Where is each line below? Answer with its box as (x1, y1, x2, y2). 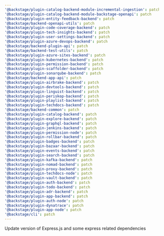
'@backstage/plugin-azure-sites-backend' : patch (4, 52, 106, 58)
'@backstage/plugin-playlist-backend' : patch (4, 98, 99, 103)
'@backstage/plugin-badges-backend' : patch (4, 139, 95, 144)
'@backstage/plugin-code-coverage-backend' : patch (4, 25, 110, 30)
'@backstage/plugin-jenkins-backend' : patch (4, 125, 97, 130)
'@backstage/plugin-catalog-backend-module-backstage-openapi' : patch (4, 12, 152, 17)
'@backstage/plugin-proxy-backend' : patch (4, 166, 93, 171)
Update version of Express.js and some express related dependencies (4, 226, 146, 231)
